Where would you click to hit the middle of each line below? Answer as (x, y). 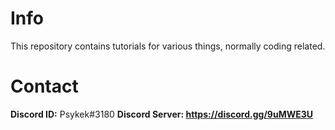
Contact (44, 86)
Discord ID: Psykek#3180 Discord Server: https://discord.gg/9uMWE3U (162, 114)
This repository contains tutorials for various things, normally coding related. (168, 46)
